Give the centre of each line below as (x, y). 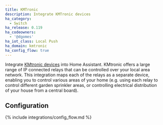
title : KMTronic (22, 10)
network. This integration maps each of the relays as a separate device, (77, 75)
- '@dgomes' (22, 37)
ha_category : (18, 19)
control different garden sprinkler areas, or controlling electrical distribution (81, 85)
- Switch (18, 23)
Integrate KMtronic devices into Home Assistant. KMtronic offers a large (78, 64)
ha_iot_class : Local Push (31, 42)
